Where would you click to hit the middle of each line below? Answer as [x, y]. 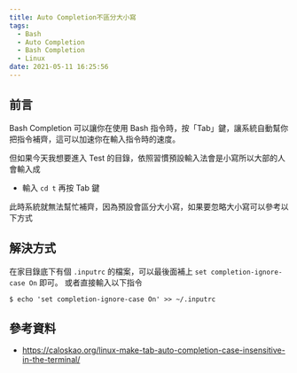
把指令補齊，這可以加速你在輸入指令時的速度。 [94, 139]
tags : [19, 26]
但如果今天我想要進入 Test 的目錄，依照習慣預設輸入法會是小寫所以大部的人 [147, 158]
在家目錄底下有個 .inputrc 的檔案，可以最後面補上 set [108, 271]
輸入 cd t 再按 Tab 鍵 [61, 188]
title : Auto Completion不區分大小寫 [73, 17]
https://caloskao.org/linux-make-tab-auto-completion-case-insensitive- [153, 350]
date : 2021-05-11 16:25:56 [59, 67]
